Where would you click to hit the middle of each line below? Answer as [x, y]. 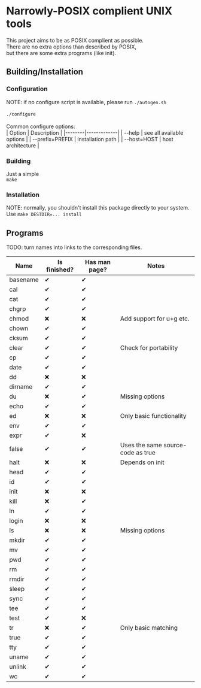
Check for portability [149, 348]
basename [24, 280]
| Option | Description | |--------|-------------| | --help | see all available [95, 132]
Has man [98, 262]
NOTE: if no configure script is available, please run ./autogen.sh [86, 102]
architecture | [23, 146]
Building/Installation [45, 72]
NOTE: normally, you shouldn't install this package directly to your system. [98, 208]
